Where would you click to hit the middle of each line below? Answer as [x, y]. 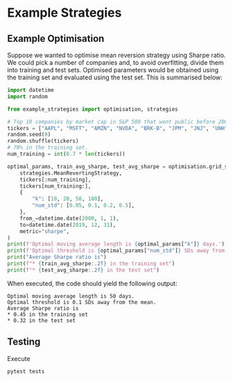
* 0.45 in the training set [48, 315]
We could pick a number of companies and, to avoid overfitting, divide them [115, 63]
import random [28, 96]
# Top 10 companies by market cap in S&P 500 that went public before [111, 122]
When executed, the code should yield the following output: [93, 283]
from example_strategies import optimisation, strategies [93, 109]
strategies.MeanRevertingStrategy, [71, 173]
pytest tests [26, 371]
